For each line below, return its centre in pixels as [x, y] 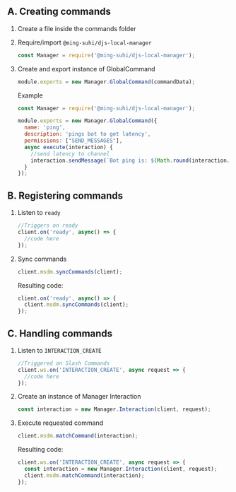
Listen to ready [39, 213]
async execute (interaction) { [69, 147]
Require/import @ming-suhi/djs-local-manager [84, 42]
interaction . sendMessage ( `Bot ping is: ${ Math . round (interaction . [130, 160]
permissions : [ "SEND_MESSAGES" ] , [73, 141]
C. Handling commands [60, 333]
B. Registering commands [65, 195]
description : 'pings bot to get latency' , [88, 134]
